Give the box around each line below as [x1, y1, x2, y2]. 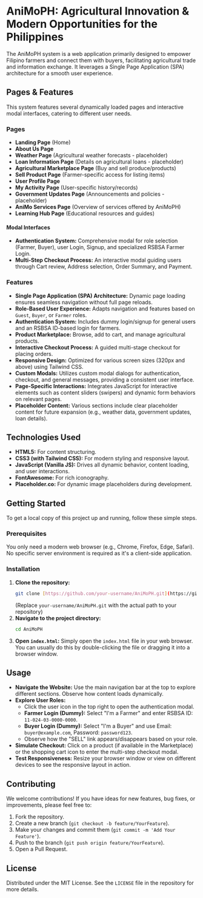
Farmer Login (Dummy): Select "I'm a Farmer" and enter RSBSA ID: [24, 710, 193, 717]
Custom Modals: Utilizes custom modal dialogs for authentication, [15, 369, 181, 377]
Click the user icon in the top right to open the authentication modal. [24, 703, 195, 710]
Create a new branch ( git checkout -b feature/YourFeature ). [15, 820, 170, 827]
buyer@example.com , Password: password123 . [24, 729, 133, 736]
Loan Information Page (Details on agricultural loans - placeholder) [15, 158, 184, 165]
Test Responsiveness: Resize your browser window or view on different [15, 755, 196, 762]
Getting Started [6, 498, 66, 509]
